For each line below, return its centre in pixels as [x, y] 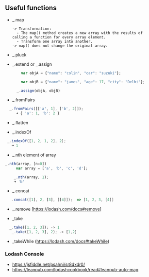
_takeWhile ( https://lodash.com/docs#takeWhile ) [61, 241]
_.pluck [19, 55]
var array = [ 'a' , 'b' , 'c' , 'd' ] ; [52, 168]
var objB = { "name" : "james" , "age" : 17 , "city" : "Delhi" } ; [83, 82]
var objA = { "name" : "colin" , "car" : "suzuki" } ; [71, 73]
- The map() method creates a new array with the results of [80, 33]
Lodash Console [25, 254]
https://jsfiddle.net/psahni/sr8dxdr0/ [49, 264]
